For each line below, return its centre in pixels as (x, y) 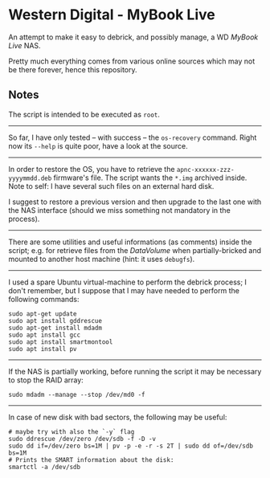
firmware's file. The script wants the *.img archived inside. (150, 178)
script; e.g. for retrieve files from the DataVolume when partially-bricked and (135, 250)
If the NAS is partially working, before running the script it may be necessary (135, 371)
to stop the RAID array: (46, 380)
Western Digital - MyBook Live (112, 15)
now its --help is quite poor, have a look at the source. (98, 145)
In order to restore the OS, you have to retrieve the (92, 169)
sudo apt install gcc (45, 335)
